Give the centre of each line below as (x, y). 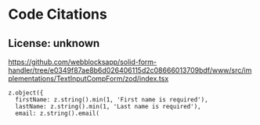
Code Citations (58, 14)
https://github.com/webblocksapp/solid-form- (83, 62)
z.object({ (26, 93)
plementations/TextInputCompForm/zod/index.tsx (88, 79)
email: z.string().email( (58, 113)
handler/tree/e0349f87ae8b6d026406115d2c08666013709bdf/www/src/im (130, 70)
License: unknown (54, 43)
